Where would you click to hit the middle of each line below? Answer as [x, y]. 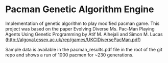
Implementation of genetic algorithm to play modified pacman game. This [82, 23]
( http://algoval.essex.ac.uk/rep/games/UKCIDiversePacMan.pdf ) [73, 40]
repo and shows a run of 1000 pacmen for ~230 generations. [69, 55]
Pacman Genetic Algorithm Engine [80, 9]
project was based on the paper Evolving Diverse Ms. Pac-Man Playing [80, 28]
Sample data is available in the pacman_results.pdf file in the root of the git [84, 49]
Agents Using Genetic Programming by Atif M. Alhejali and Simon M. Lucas [84, 34]
